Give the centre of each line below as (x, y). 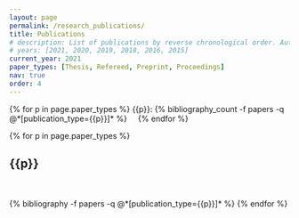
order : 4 (25, 84)
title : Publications (48, 34)
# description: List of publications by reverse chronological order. (143, 42)
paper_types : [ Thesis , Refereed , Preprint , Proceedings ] (117, 68)
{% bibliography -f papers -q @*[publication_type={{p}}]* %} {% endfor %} (149, 204)
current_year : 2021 (45, 59)
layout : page (33, 17)
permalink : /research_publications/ (77, 26)
